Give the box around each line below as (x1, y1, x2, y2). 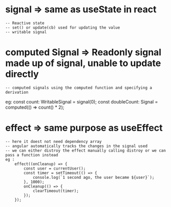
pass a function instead (5, 152, 58, 157)
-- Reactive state (5, 20, 45, 26)
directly (5, 68, 39, 80)
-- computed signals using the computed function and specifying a (5, 85, 153, 90)
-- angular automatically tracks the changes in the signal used (5, 143, 147, 149)
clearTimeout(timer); (32, 188, 79, 193)
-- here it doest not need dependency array (5, 139, 102, 144)
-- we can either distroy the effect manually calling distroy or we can (5, 148, 166, 153)
